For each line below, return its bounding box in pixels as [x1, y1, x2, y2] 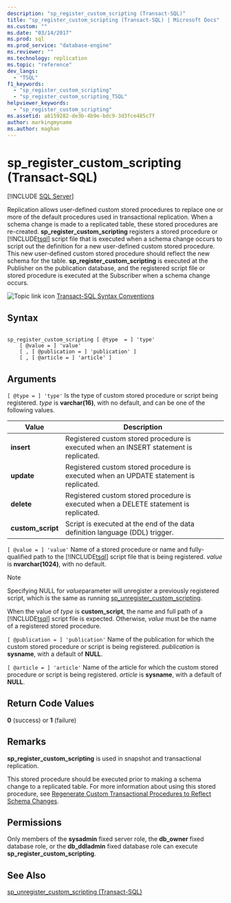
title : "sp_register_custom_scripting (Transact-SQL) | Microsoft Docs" [7, 17, 220, 23]
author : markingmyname [7, 118, 72, 126]
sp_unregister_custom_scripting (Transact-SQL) [7, 888, 142, 896]
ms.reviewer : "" [7, 49, 54, 56]
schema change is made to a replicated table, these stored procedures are [7, 220, 219, 229]
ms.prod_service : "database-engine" [7, 42, 112, 49]
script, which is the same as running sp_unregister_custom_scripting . [7, 593, 203, 602]
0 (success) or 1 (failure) [7, 716, 77, 724]
